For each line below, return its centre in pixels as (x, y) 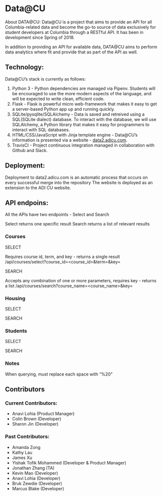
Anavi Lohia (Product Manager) (43, 414)
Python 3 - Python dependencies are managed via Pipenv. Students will (84, 88)
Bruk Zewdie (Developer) (37, 483)
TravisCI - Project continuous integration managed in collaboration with (83, 145)
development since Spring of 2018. (40, 37)
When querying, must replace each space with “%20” (59, 374)
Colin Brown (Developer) (37, 419)
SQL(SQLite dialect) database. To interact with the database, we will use (84, 119)
